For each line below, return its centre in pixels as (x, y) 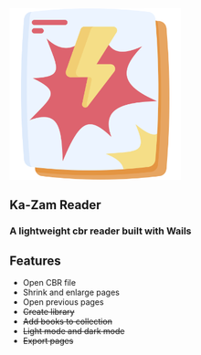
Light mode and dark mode (74, 331)
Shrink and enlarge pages (71, 292)
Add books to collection (67, 321)
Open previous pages (63, 302)
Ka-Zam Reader (56, 205)
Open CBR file (49, 283)
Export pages (48, 341)
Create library (48, 312)
